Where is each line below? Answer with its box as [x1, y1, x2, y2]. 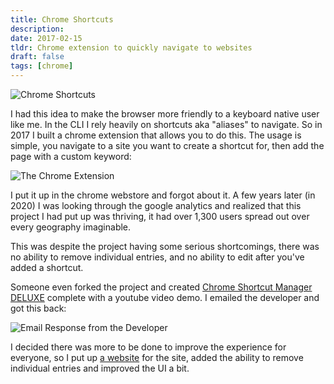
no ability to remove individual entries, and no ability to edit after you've [10, 251, 305, 263]
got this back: [10, 302, 67, 314]
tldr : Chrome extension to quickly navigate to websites [10, 42, 253, 53]
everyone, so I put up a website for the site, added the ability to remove [10, 352, 304, 363]
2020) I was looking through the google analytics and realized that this [10, 200, 302, 211]
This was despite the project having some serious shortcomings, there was [10, 241, 320, 252]
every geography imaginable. [10, 221, 132, 233]
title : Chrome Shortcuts [10, 14, 114, 25]
